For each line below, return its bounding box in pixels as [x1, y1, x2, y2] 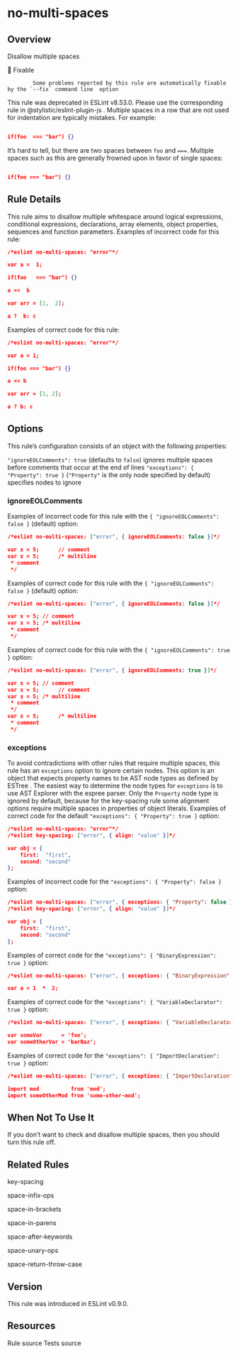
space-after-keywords [7, 1232, 73, 1241]
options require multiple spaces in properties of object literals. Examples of [7, 804, 227, 813]
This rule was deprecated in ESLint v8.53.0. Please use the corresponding [7, 98, 223, 107]
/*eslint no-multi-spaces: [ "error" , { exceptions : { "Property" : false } [7, 898, 233, 906]
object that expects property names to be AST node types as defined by [7, 774, 218, 783]
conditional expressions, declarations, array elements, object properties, [7, 219, 219, 228]
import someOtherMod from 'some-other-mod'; [7, 1092, 141, 1099]
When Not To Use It [7, 1112, 94, 1124]
